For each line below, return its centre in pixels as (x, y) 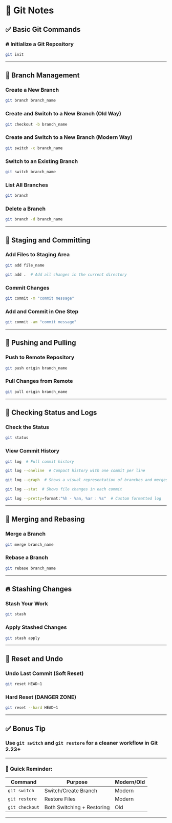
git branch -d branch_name (34, 219)
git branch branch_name (31, 100)
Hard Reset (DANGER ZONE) (41, 697)
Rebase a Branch (27, 558)
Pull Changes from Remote (39, 381)
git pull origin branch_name (36, 392)
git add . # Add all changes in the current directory (66, 274)
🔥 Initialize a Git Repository (40, 44)
